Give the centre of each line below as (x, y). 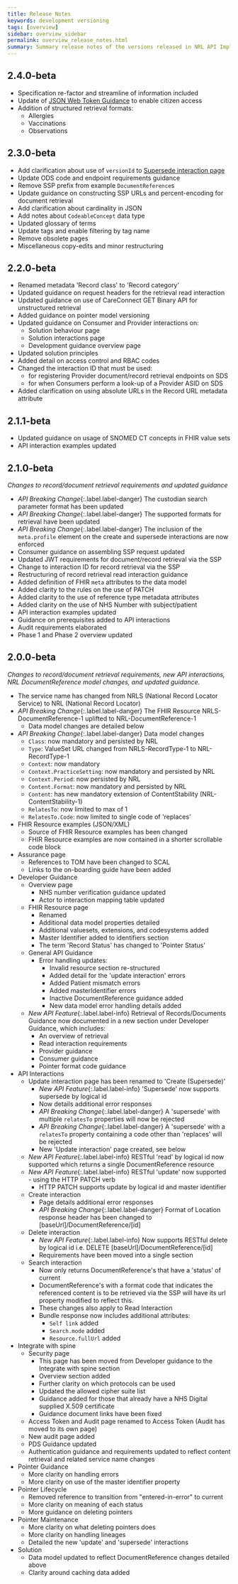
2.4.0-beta (32, 76)
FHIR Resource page (58, 907)
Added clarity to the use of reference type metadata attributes (108, 597)
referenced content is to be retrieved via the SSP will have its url (132, 1292)
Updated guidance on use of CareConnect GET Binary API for (107, 300)
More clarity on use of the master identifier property (104, 1482)
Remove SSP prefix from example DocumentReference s (96, 185)
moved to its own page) (63, 1429)
